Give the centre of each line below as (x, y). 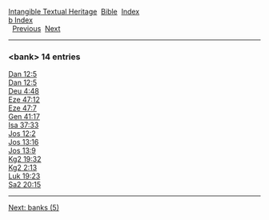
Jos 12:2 (22, 134)
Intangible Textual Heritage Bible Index (74, 12)
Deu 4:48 (24, 91)
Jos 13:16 (24, 142)
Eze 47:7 (23, 108)
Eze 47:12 (24, 100)
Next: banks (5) (34, 208)
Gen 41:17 (24, 117)
